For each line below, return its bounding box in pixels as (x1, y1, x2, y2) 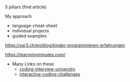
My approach (5, 14, 32, 19)
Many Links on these (12, 61, 54, 67)
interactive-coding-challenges (19, 71, 80, 77)
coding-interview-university (19, 66, 75, 72)
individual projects (12, 28, 50, 33)
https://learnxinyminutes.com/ (5, 52, 66, 57)
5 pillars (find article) (5, 4, 47, 10)
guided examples (12, 33, 47, 39)
